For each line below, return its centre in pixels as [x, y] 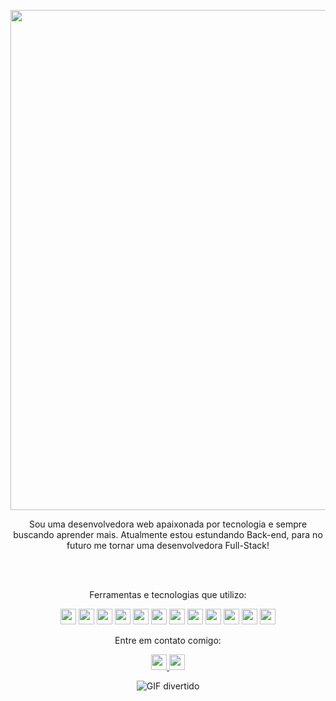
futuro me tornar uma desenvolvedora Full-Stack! [168, 545]
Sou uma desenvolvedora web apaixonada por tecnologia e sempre [168, 524]
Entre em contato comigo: [168, 640]
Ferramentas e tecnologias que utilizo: [168, 594]
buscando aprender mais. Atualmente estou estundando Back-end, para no [168, 534]
